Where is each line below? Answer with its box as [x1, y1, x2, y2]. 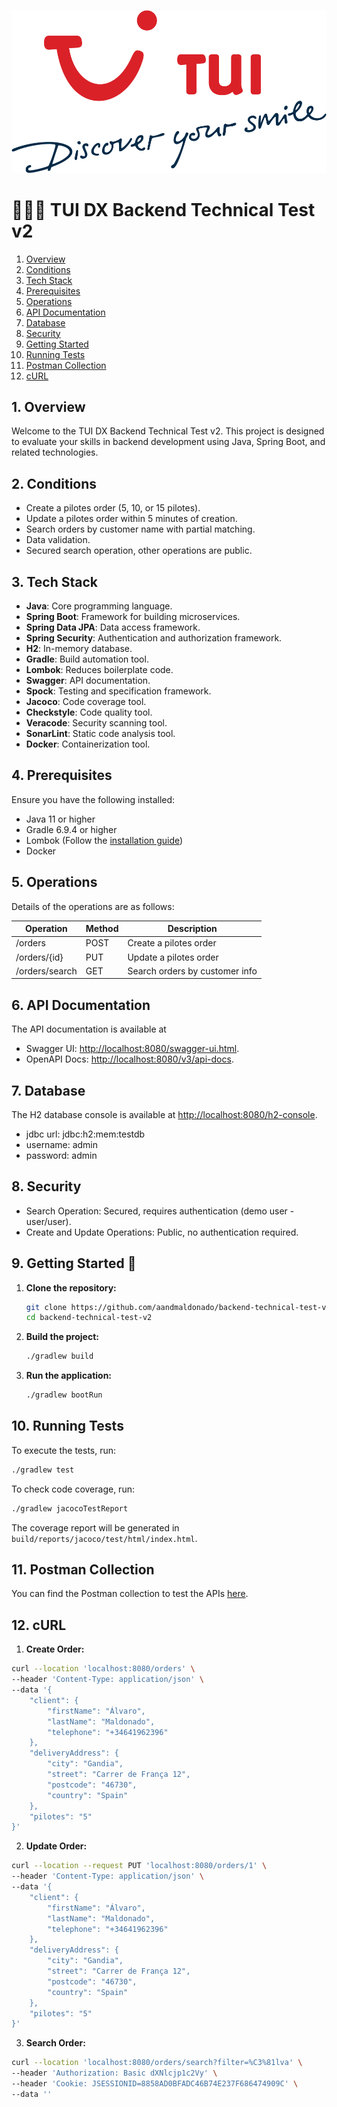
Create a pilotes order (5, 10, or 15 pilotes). [25, 502, 201, 514]
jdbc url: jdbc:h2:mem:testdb [25, 1128, 146, 1140]
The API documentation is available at [11, 1023, 167, 1035]
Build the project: [25, 1331, 99, 1343]
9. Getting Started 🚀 [11, 1255, 137, 1272]
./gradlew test [11, 1465, 75, 1475]
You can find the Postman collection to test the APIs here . [11, 1588, 249, 1600]
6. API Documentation [11, 996, 151, 1014]
